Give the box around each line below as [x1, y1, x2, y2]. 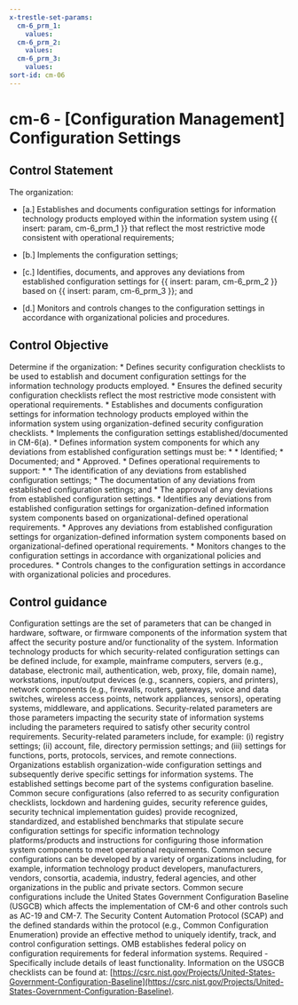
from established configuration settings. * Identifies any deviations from [9, 494, 272, 504]
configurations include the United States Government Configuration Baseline [9, 891, 289, 902]
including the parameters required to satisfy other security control [9, 722, 250, 732]
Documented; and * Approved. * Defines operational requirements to [9, 455, 261, 466]
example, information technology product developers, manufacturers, [9, 863, 263, 874]
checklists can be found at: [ [9, 967, 114, 977]
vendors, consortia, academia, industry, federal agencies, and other [9, 873, 257, 883]
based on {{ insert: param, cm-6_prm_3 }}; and [21, 285, 193, 296]
